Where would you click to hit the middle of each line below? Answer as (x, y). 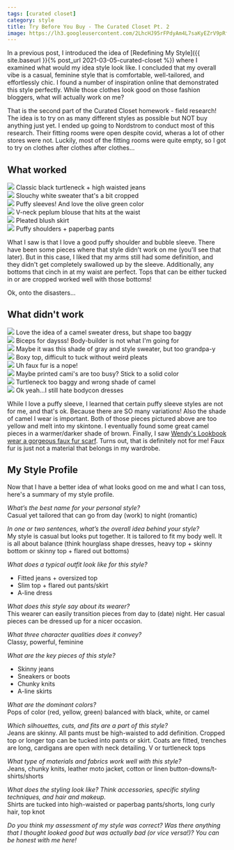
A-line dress (35, 592)
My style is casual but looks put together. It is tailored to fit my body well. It (115, 536)
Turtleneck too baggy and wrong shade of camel (86, 382)
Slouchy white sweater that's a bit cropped (77, 196)
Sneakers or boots (44, 676)
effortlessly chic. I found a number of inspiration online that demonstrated (113, 83)
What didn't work (46, 315)
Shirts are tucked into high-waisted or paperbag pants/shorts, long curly (111, 804)
